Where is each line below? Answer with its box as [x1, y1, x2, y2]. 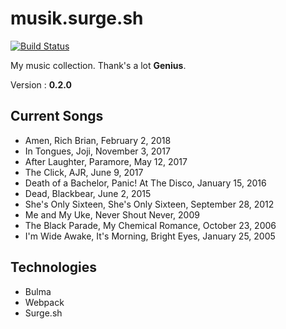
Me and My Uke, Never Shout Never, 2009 [24, 208, 200, 221]
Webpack [24, 296, 65, 308]
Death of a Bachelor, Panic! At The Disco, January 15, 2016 [24, 177, 267, 189]
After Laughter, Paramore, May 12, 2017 [24, 155, 188, 167]
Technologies [10, 259, 98, 276]
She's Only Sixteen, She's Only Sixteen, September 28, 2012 [24, 198, 275, 210]
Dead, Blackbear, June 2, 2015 [24, 187, 152, 199]
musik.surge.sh [10, 7, 144, 30]
